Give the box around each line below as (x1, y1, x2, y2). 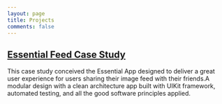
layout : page (7, 10, 45, 17)
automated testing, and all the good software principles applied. (7, 89, 191, 98)
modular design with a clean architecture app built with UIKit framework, (7, 82, 216, 90)
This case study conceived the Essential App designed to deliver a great (7, 67, 215, 76)
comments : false (7, 23, 54, 30)
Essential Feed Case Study (7, 49, 126, 60)
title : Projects (7, 17, 54, 24)
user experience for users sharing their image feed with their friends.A (7, 74, 210, 83)
